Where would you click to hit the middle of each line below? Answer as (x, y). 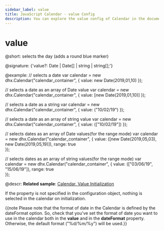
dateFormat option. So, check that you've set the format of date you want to (81, 213)
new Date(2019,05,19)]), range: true (41, 144)
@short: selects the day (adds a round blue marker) (57, 56)
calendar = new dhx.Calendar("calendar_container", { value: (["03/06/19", (79, 164)
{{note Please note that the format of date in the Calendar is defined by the (80, 208)
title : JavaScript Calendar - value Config (50, 14)
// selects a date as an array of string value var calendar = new (68, 119)
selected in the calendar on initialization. (46, 199)
